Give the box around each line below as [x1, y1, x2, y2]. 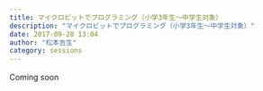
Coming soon [9, 72, 59, 83]
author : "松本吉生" [9, 37, 77, 47]
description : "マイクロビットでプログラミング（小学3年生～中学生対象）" [9, 21, 255, 30]
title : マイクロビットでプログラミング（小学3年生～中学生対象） [9, 12, 223, 22]
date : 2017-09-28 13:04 [9, 29, 99, 38]
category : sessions [9, 46, 83, 55]
